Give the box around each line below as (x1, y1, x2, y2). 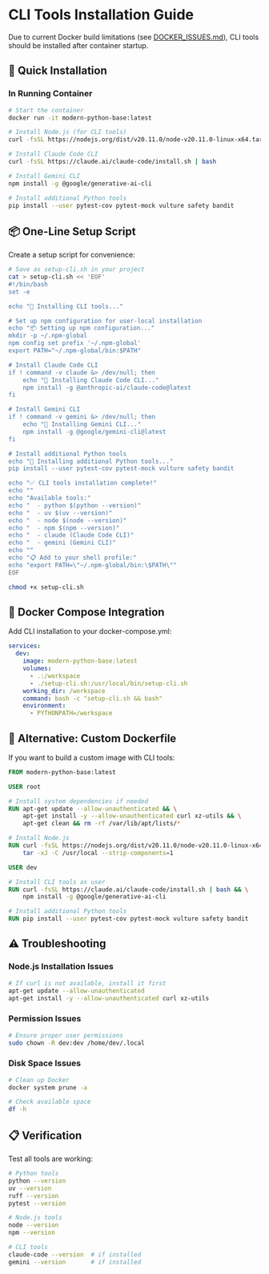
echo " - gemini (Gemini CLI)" (8, 539, 116, 547)
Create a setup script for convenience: (8, 250, 135, 260)
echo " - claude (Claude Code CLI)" (8, 531, 134, 539)
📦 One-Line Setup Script (8, 225, 136, 238)
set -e (8, 287, 30, 296)
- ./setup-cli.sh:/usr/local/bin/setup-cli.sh (29, 680, 188, 688)
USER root (8, 782, 42, 791)
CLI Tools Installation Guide (8, 6, 195, 24)
